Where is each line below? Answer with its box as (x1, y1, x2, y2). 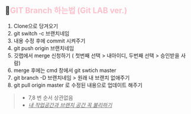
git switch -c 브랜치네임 (13, 30, 70, 37)
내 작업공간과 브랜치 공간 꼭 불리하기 (28, 101, 112, 108)
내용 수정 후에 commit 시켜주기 (13, 37, 86, 44)
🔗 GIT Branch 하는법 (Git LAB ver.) (5, 5, 128, 16)
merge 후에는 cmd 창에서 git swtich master (13, 67, 116, 74)
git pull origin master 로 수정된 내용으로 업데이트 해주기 (13, 82, 143, 89)
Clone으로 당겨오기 (13, 22, 59, 30)
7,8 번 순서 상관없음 (28, 94, 74, 101)
